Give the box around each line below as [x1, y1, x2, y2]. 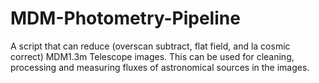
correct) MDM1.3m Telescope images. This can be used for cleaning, [10, 50, 295, 62]
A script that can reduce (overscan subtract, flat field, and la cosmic [10, 40, 291, 52]
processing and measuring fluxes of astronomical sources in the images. [10, 61, 310, 73]
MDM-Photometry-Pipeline [10, 7, 241, 30]
